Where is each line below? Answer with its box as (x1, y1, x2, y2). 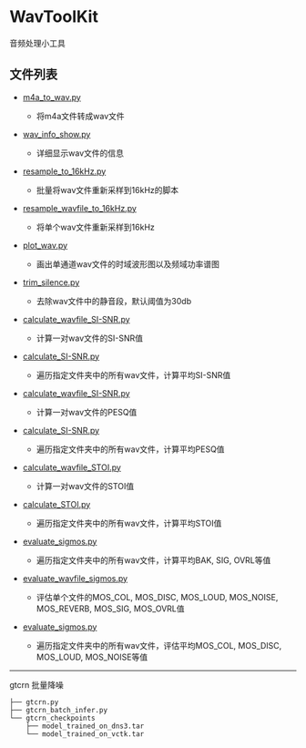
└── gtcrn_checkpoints (9, 713, 96, 722)
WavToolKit (9, 6, 98, 27)
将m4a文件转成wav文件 (36, 110, 125, 121)
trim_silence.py (22, 276, 80, 288)
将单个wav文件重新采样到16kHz (36, 221, 155, 232)
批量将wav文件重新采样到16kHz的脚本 (36, 184, 179, 195)
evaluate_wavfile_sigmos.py (22, 572, 128, 584)
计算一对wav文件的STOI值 (36, 480, 135, 491)
